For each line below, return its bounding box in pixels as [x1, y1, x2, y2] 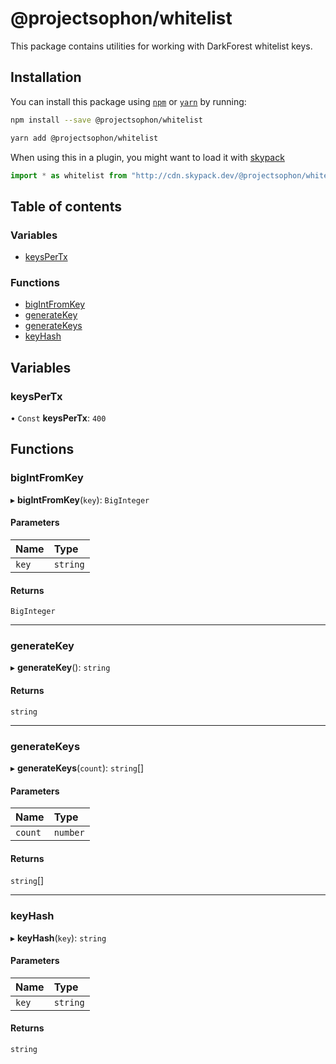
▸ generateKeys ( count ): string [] [10, 762, 145, 774]
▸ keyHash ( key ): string [10, 932, 107, 944]
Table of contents [10, 198, 122, 215]
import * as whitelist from [10, 170, 128, 181]
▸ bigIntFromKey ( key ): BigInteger [10, 493, 150, 506]
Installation [10, 69, 82, 86]
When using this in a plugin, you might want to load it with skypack [10, 151, 285, 163]
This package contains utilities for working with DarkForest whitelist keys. [10, 40, 313, 52]
